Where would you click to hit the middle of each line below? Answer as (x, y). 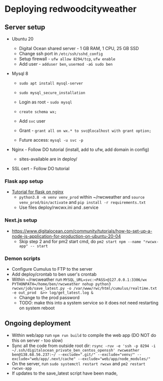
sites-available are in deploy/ (48, 159)
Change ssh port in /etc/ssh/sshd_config (61, 53)
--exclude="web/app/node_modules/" (114, 359)
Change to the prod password (49, 297)
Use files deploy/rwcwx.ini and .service (59, 207)
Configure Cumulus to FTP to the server (52, 269)
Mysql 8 (20, 74)
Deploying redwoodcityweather (71, 9)
